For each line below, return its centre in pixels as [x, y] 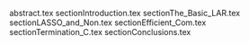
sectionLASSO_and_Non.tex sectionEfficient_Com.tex [108, 22]
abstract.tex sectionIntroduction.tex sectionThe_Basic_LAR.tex [125, 13]
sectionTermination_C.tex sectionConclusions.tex [100, 32]
